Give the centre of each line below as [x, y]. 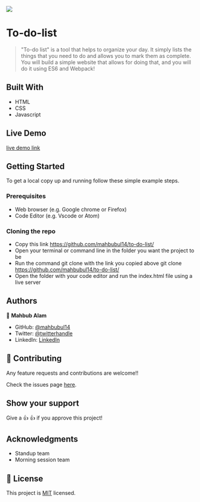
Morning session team [42, 460]
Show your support [43, 403]
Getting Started [36, 166]
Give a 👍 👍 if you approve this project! [54, 418]
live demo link [23, 148]
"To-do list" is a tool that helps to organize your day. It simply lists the [106, 49]
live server [28, 282]
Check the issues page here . [41, 384]
